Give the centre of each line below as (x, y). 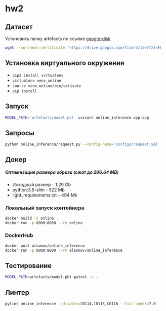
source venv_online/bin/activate (47, 86)
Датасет (19, 27)
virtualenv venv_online (37, 80)
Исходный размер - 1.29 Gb (41, 185)
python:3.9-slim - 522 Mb (39, 190)
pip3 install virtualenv (38, 75)
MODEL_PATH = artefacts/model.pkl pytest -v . (52, 277)
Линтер (17, 292)
